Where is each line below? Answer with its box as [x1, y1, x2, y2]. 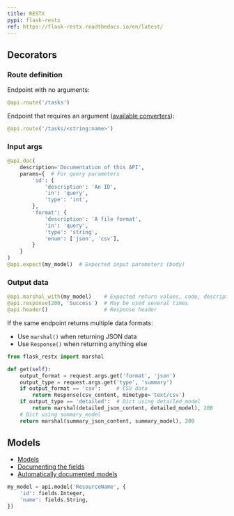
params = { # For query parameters [19, 170, 120, 178]
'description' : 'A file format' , [44, 215, 141, 223]
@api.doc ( [7, 157, 36, 164]
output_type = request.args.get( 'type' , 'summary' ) [19, 379, 173, 386]
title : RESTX [7, 10, 45, 17]
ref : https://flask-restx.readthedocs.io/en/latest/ [7, 23, 164, 30]
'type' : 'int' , [44, 196, 89, 203]
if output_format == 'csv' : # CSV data [19, 385, 148, 392]
